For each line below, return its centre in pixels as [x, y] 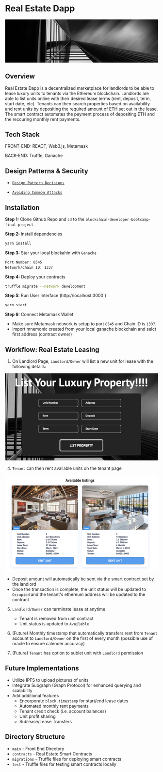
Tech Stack [22, 134]
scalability [22, 690]
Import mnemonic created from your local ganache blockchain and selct [84, 329]
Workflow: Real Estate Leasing [52, 349]
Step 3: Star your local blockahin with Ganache [51, 253]
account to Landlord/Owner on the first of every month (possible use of [82, 638]
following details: [29, 367]
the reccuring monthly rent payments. [43, 119]
